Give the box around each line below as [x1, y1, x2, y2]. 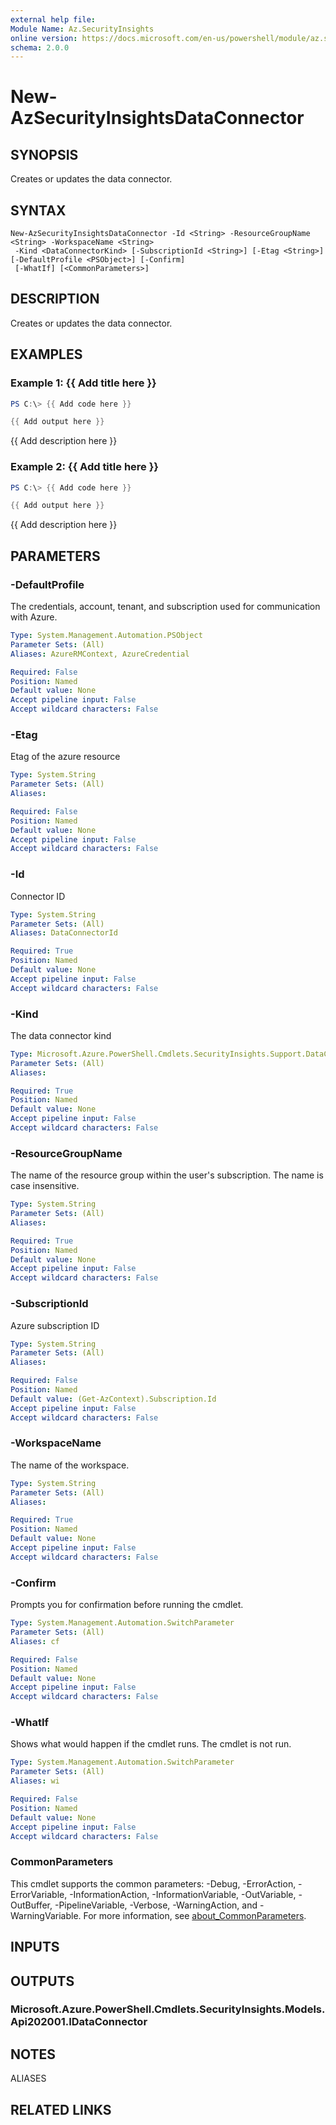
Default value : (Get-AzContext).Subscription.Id [10, 1394, 217, 1404]
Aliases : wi [10, 1776, 60, 1786]
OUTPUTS [10, 1972, 75, 1990]
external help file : [10, 14, 97, 25]
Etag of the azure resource [10, 751, 121, 763]
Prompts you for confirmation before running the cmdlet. [10, 1599, 244, 1611]
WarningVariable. [10, 1909, 82, 1921]
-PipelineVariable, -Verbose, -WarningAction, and [54, 1899, 258, 1911]
